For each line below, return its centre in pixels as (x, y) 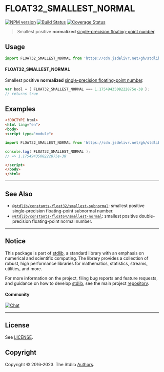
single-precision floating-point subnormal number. (63, 210)
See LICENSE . (19, 337)
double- (147, 216)
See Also (19, 194)
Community (17, 295)
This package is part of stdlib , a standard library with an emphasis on (74, 253)
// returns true (21, 93)
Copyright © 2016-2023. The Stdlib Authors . (50, 364)
